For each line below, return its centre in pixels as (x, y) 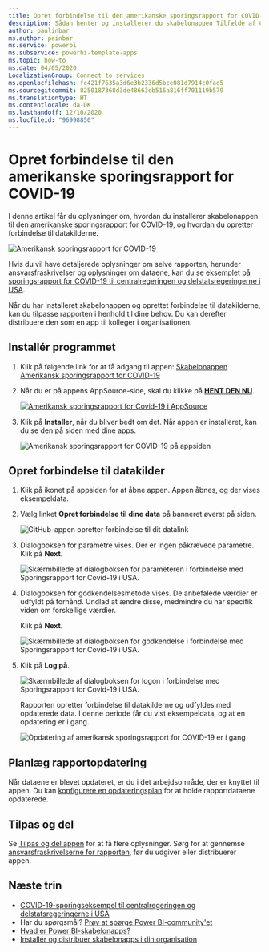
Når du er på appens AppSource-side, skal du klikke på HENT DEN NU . (137, 390)
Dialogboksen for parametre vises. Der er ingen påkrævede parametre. (137, 545)
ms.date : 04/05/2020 (43, 68)
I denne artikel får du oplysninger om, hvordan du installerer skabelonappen (133, 216)
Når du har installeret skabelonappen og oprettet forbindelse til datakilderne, (134, 305)
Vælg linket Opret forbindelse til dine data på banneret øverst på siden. (139, 514)
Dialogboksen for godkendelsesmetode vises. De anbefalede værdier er (139, 593)
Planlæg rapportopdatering (78, 762)
